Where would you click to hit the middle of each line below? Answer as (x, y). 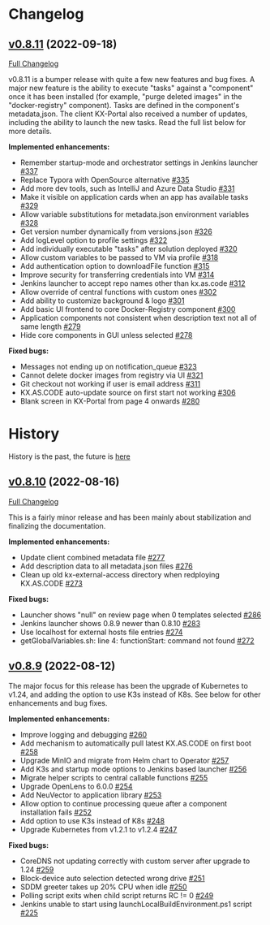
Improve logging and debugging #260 (84, 734)
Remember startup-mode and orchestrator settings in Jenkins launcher (139, 162)
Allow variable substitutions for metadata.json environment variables (135, 214)
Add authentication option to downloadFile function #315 (115, 266)
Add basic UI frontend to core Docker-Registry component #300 (128, 309)
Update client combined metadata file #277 (92, 557)
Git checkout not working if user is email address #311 (110, 384)
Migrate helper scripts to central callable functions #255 (114, 777)
